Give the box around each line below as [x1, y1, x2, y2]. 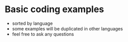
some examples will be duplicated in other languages [12, 25, 123, 31]
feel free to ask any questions [12, 31, 74, 37]
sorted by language [12, 20, 53, 26]
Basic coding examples [5, 4, 104, 15]
